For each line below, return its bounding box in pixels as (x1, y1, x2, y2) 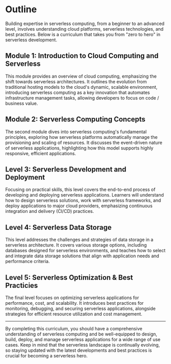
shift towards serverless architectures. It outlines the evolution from (5, 78, 147, 85)
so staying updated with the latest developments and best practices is (5, 347, 152, 353)
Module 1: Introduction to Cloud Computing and (5, 52, 159, 60)
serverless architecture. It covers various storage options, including (5, 242, 147, 248)
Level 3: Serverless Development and (5, 165, 127, 174)
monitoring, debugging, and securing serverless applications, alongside (5, 305, 156, 311)
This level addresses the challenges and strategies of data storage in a (5, 236, 154, 243)
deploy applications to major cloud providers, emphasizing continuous (5, 203, 153, 209)
